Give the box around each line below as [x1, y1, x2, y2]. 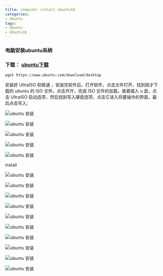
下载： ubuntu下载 [5, 61, 49, 68]
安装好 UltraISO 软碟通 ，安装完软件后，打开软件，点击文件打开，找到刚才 [5, 82, 154, 88]
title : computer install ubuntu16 [5, 7, 76, 12]
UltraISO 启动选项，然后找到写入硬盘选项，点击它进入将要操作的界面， [10, 94, 153, 100]
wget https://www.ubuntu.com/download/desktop [5, 73, 102, 78]
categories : [5, 12, 29, 17]
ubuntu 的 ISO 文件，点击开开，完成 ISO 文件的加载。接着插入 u [14, 88, 143, 94]
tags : [5, 21, 16, 26]
